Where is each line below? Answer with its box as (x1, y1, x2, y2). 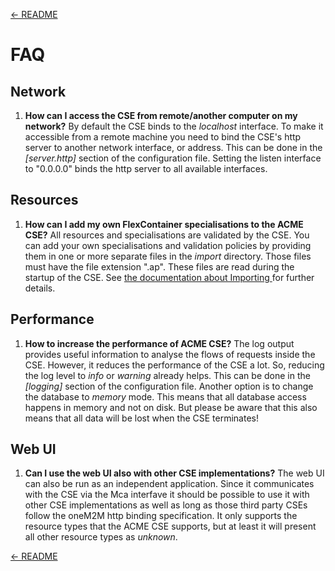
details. (24, 282, 56, 294)
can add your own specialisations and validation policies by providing (24, 239, 312, 251)
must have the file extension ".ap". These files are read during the (24, 260, 295, 273)
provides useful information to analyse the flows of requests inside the (24, 348, 316, 360)
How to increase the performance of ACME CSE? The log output (24, 337, 295, 349)
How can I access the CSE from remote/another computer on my (24, 110, 298, 121)
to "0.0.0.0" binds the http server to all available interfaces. (24, 163, 268, 174)
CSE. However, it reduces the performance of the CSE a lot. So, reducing (24, 359, 325, 371)
